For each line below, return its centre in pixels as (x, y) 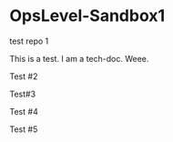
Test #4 (24, 111)
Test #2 (24, 76)
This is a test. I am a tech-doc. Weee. (79, 58)
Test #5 (24, 129)
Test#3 (23, 94)
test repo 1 (29, 41)
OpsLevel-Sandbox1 (87, 16)
